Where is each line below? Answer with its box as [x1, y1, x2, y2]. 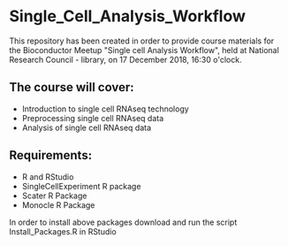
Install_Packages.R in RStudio [9, 226, 117, 236]
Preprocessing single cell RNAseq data [21, 112, 164, 123]
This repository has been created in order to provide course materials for [9, 35, 275, 46]
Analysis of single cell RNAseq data [21, 122, 152, 133]
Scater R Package [21, 190, 87, 201]
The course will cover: [9, 80, 134, 95]
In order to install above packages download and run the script [9, 217, 238, 227]
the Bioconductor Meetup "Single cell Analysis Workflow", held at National [9, 44, 280, 55]
